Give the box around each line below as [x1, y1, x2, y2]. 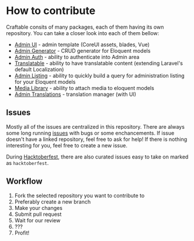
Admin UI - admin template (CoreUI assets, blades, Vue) [14, 41, 150, 48]
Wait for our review [14, 216, 61, 223]
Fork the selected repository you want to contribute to [14, 192, 145, 199]
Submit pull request [14, 211, 62, 218]
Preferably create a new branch [14, 198, 91, 205]
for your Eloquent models [14, 78, 76, 85]
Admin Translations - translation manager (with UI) [14, 91, 136, 98]
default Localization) [14, 66, 64, 73]
